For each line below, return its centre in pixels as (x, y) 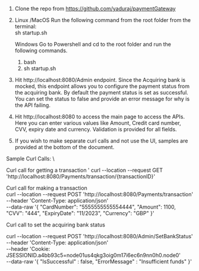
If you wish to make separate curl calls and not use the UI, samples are (101, 141)
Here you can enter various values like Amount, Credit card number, (98, 123)
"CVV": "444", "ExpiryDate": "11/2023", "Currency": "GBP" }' (80, 213)
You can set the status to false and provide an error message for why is (102, 99)
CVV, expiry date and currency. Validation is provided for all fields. (96, 129)
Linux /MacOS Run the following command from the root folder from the (103, 20)
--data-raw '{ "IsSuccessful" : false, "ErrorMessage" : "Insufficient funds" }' (99, 261)
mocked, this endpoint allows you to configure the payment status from (102, 86)
